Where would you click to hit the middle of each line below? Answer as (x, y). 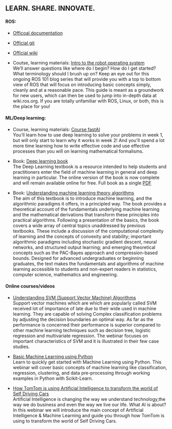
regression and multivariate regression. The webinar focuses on (80, 336)
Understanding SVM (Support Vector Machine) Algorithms (74, 298)
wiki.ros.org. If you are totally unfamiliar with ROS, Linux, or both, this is (88, 101)
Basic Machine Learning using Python (53, 356)
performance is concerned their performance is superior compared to (87, 325)
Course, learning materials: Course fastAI (56, 129)
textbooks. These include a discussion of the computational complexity (88, 231)
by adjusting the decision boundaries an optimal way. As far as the (83, 319)
